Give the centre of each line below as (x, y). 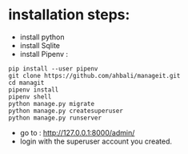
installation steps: (69, 15)
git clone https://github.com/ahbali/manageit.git (94, 75)
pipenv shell (30, 97)
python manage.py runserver (55, 118)
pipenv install (34, 90)
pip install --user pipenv (53, 69)
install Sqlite (40, 45)
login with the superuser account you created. (96, 141)
